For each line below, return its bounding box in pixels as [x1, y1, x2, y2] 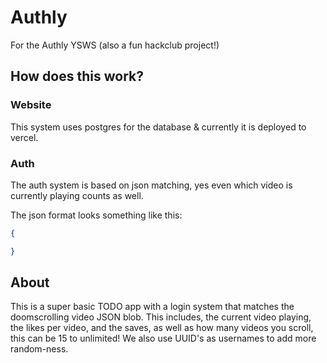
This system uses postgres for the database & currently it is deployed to [10, 121, 307, 133]
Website [10, 98, 52, 112]
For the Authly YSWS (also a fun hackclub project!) [10, 39, 220, 51]
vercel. [10, 131, 39, 143]
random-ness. [10, 343, 69, 355]
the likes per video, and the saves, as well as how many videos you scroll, [10, 322, 314, 334]
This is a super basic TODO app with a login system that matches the [10, 301, 295, 313]
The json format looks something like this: [10, 209, 183, 221]
